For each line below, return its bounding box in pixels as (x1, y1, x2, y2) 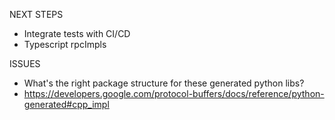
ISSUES (9, 58, 41, 69)
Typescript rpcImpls (23, 39, 107, 50)
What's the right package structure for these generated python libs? (23, 77, 305, 89)
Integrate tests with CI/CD (23, 28, 131, 39)
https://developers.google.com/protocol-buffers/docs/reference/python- (23, 88, 325, 99)
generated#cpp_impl (23, 99, 110, 110)
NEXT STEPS (9, 9, 64, 20)
